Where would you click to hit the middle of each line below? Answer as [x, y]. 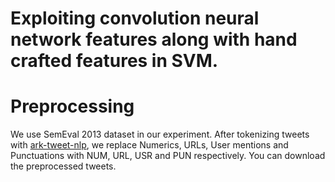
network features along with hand [154, 39]
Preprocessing [72, 106]
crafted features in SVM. [114, 61]
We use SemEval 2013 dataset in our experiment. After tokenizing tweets [160, 134]
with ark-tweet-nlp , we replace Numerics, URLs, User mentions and [149, 145]
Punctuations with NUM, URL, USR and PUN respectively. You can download [168, 156]
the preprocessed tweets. [63, 166]
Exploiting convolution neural [135, 18]
